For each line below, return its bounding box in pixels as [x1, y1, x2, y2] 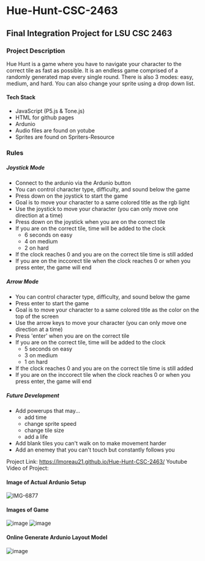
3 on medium [24, 351, 58, 359]
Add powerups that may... [15, 407, 81, 414]
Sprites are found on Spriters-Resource [15, 133, 115, 141]
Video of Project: [6, 464, 49, 472]
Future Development [6, 392, 59, 399]
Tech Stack [6, 94, 35, 101]
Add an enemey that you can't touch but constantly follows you [15, 446, 176, 453]
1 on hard [24, 358, 48, 365]
